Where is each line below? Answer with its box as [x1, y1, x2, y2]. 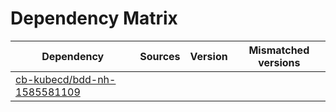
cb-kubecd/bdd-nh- [15, 72, 117, 86]
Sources [139, 49, 181, 63]
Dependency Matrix [10, 7, 178, 30]
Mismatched [248, 43, 310, 57]
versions [258, 55, 301, 69]
